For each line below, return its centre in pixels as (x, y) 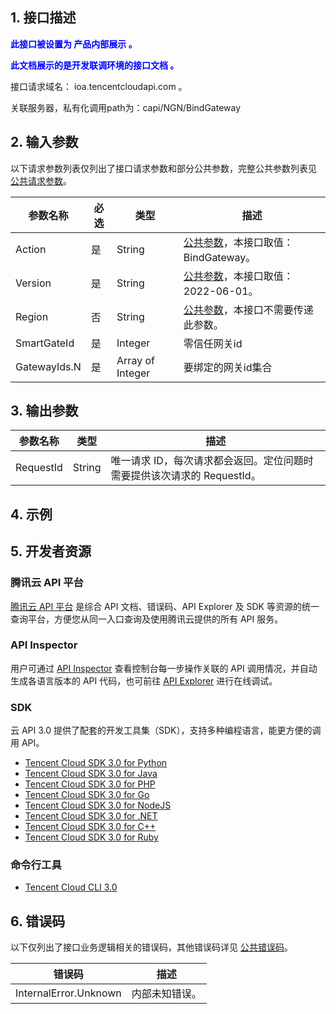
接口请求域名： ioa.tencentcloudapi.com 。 (99, 86)
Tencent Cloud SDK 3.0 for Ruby (91, 837)
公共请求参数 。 (41, 180)
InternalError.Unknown (68, 993)
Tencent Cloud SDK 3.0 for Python (96, 763)
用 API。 (27, 743)
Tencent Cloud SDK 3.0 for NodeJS (98, 805)
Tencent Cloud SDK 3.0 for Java (91, 774)
